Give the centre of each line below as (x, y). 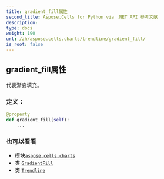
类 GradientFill (34, 163)
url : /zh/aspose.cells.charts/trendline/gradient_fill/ (76, 39)
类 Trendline (30, 170)
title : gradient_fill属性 (37, 11)
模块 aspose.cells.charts (45, 155)
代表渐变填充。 (24, 85)
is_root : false (25, 45)
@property (18, 114)
